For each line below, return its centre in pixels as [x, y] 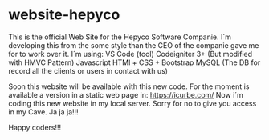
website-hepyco [64, 15]
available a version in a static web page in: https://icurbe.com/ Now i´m [126, 94]
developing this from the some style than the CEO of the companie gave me [134, 45]
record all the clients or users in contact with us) [88, 70]
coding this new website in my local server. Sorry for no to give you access [132, 103]
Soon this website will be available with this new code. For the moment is [129, 86]
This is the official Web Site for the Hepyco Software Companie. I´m [120, 37]
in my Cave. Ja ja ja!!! [43, 112]
